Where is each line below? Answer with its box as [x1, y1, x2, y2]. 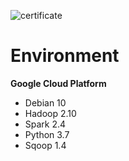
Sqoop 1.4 [24, 139, 67, 151]
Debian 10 [24, 96, 67, 109]
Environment [10, 45, 120, 67]
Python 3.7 [24, 128, 70, 140]
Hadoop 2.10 [24, 107, 77, 119]
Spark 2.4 [24, 118, 67, 130]
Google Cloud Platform [10, 77, 107, 89]
